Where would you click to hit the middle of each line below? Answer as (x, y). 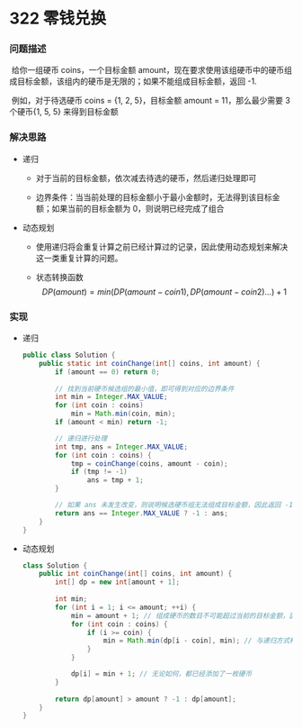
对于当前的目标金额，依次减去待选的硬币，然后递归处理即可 (146, 177)
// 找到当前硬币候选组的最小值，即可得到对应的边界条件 (145, 388)
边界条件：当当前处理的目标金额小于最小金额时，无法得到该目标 (154, 197)
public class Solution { (69, 355)
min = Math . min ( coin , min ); (123, 414)
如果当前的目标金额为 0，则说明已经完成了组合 (138, 208)
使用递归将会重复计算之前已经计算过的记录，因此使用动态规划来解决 (162, 246)
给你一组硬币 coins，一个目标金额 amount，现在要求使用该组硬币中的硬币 (148, 70)
